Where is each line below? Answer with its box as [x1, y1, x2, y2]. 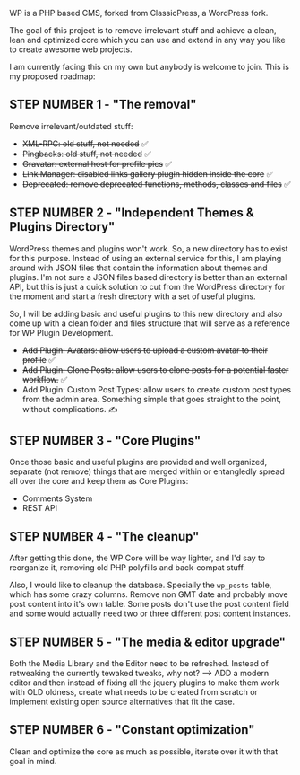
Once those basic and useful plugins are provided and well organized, [9, 457, 267, 468]
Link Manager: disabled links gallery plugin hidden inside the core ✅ [21, 168, 274, 179]
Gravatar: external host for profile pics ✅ [21, 158, 173, 169]
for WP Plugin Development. [9, 327, 114, 338]
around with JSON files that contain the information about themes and [9, 262, 268, 273]
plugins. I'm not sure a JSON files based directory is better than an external [9, 271, 287, 282]
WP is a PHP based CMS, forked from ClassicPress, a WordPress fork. [9, 8, 269, 18]
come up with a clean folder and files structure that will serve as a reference [9, 318, 291, 329]
